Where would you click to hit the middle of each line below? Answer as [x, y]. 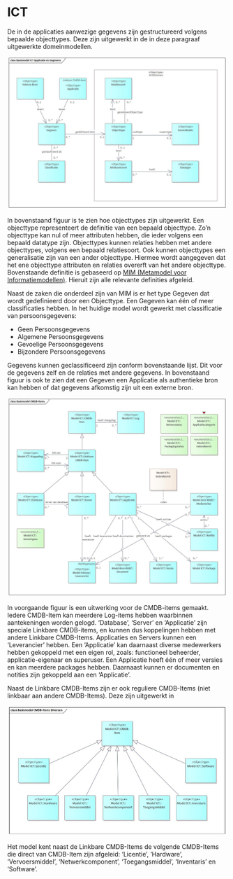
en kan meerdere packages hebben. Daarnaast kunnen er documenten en [113, 667]
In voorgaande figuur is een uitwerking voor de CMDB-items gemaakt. [108, 607]
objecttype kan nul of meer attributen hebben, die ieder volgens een [105, 235]
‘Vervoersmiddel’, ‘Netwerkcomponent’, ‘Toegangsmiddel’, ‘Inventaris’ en [112, 861]
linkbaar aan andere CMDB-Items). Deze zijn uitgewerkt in [91, 695]
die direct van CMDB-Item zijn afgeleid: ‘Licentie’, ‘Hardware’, [95, 854]
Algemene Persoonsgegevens [61, 337]
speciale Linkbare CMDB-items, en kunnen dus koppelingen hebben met [112, 630]
